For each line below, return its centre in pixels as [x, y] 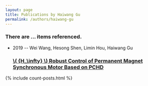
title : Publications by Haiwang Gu [43, 15]
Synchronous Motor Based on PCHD [58, 67]
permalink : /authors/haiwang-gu [39, 19]
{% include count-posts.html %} [39, 78]
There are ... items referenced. [44, 37]
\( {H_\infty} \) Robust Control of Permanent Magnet [78, 61]
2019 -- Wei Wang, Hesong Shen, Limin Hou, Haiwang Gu [73, 48]
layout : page [19, 10]
